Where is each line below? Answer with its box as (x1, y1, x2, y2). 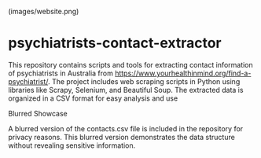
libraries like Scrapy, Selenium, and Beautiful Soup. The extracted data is (8, 85, 244, 94)
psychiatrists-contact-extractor (8, 35, 222, 52)
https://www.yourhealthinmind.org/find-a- (115, 68, 252, 78)
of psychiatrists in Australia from (8, 68, 114, 78)
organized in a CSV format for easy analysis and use (8, 94, 178, 103)
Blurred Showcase (8, 108, 68, 118)
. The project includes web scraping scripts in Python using (47, 76, 241, 86)
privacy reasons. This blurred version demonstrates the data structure (8, 132, 236, 141)
